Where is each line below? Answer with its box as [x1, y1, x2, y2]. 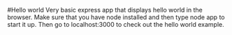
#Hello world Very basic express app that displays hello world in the [7, 6, 203, 14]
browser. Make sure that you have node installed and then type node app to [7, 13, 225, 21]
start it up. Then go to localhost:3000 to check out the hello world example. [7, 21, 225, 28]
